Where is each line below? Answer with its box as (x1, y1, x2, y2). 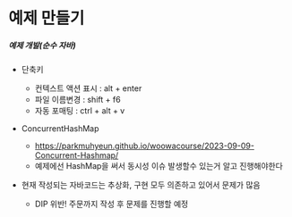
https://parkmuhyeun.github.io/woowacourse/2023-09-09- (34, 140, 254, 152)
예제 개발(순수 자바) (8, 39, 77, 50)
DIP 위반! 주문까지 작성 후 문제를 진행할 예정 (34, 198, 189, 210)
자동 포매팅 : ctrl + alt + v (34, 105, 125, 116)
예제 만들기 (8, 8, 85, 29)
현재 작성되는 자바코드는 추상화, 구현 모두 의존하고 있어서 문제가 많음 (21, 179, 261, 190)
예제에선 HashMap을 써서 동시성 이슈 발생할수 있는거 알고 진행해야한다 (34, 161, 283, 171)
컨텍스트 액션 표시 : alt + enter (34, 83, 142, 94)
